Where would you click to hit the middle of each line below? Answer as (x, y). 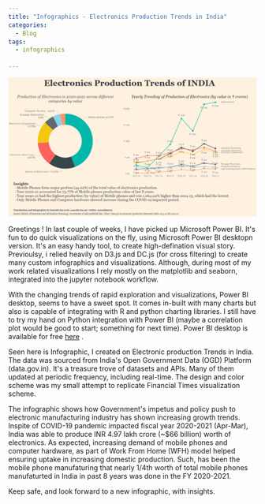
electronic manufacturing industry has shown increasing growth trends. (124, 417)
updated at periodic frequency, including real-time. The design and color (126, 377)
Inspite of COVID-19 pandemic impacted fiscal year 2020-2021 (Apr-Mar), (128, 426)
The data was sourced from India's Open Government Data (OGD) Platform (130, 360)
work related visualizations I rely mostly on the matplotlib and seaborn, (123, 271)
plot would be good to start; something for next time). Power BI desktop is (128, 328)
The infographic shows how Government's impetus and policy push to (122, 409)
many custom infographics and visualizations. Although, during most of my (130, 263)
